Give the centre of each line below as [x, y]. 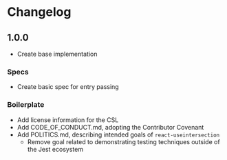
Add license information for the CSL [68, 120]
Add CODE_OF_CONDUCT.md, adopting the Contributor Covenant [110, 127]
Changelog [39, 12]
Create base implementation [57, 54]
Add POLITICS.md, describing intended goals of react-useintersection [118, 134]
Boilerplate [26, 105]
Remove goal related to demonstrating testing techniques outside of [123, 141]
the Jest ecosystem [55, 149]
